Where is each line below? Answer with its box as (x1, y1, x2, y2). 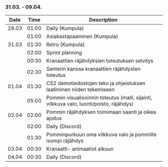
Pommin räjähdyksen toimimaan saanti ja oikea (46, 108, 156, 115)
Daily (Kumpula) (46, 25, 84, 32)
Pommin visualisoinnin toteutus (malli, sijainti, (46, 94, 152, 101)
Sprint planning (46, 49, 82, 56)
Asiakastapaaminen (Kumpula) (46, 33, 118, 40)
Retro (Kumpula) (46, 41, 85, 48)
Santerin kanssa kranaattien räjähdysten (46, 65, 141, 72)
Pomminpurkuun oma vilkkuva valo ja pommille (46, 131, 156, 138)
